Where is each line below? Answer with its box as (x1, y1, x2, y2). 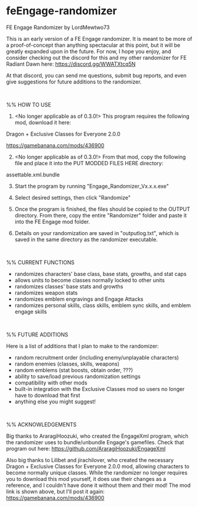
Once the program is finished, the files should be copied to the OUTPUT (14, 206, 190, 213)
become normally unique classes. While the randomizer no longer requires (6, 469, 188, 476)
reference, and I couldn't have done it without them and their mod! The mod (6, 482, 191, 489)
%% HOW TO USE (6, 101, 51, 108)
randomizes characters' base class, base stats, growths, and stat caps (14, 270, 187, 277)
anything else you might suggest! (14, 398, 96, 405)
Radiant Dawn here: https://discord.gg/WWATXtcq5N (6, 60, 136, 68)
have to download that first (14, 392, 80, 399)
